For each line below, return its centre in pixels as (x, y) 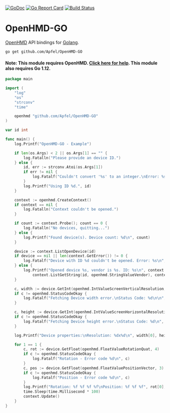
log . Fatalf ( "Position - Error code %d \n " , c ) (81, 377)
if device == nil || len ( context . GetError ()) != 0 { (71, 256)
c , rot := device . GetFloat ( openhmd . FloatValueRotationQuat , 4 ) (91, 349)
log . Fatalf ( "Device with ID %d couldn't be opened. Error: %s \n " (94, 261)
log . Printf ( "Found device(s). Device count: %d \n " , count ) (87, 237)
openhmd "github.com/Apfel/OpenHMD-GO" (56, 116)
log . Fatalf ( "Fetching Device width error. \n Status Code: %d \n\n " (94, 298)
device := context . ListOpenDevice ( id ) (55, 251)
